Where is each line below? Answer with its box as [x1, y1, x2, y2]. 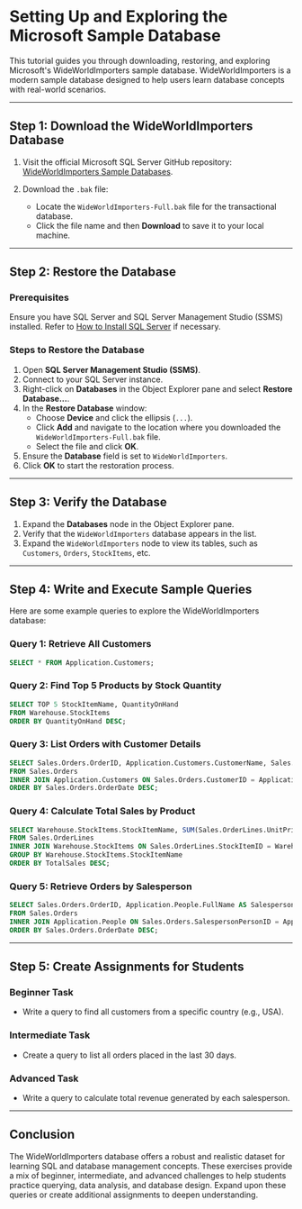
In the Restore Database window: [22, 403, 147, 414]
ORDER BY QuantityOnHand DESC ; [9, 716, 127, 726]
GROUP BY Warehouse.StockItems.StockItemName [9, 850, 182, 859]
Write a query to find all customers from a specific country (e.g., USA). [22, 1006, 285, 1017]
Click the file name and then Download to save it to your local [35, 220, 264, 231]
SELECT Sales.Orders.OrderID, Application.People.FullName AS [9, 901, 247, 910]
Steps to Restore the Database [9, 344, 146, 357]
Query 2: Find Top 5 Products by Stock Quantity [9, 679, 222, 692]
